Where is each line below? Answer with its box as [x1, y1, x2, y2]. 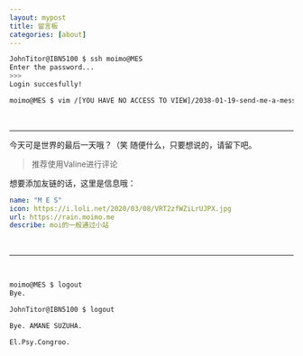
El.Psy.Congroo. [9, 337, 70, 347]
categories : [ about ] [9, 30, 87, 39]
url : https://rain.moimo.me [9, 213, 115, 222]
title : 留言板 [9, 22, 59, 31]
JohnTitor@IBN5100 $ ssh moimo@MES [9, 55, 143, 64]
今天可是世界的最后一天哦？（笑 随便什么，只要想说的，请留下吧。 [9, 139, 257, 150]
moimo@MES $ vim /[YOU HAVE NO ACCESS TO [9, 96, 168, 105]
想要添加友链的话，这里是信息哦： [9, 178, 136, 188]
